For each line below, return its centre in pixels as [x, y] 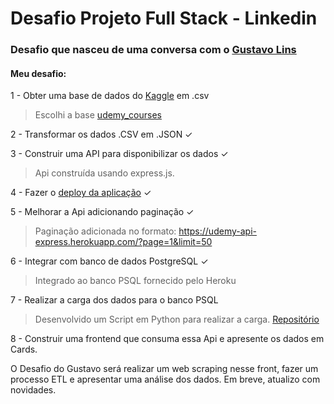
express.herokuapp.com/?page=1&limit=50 [123, 242]
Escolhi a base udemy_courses [98, 115]
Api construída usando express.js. [104, 173]
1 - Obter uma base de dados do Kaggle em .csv [110, 96]
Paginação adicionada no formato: [105, 231]
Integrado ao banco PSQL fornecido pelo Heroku [135, 281]
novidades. [33, 390]
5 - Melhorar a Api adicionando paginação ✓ [102, 212]
